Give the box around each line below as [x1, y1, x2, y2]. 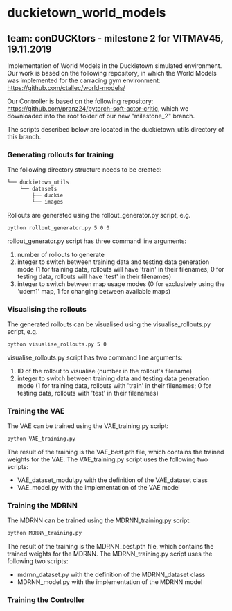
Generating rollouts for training [7, 150, 114, 159]
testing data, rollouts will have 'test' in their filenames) [17, 272, 172, 281]
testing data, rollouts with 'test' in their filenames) [17, 389, 159, 397]
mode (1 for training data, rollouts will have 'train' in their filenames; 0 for [17, 265, 224, 273]
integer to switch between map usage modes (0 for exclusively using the [17, 279, 225, 288]
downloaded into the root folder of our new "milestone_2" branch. [7, 112, 195, 120]
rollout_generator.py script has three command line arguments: [7, 237, 187, 245]
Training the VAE [7, 406, 65, 416]
